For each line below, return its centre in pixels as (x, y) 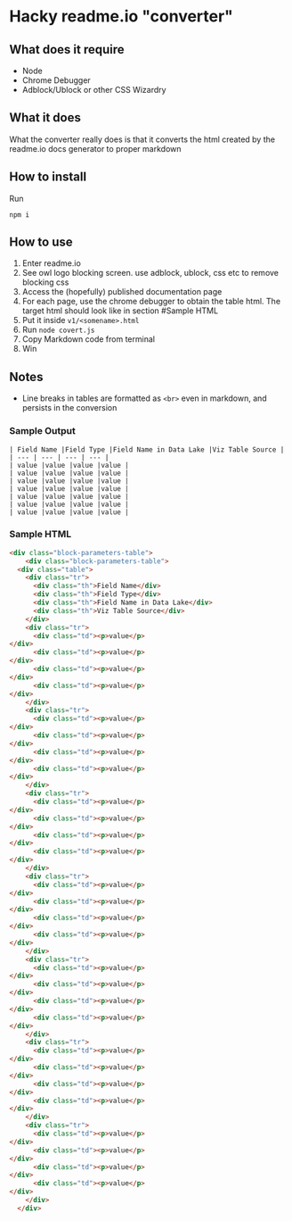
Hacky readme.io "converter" (122, 17)
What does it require (67, 50)
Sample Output (42, 431)
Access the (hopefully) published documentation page (122, 292)
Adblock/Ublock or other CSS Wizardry (94, 90)
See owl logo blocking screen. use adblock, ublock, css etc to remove (150, 273)
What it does (45, 118)
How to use (41, 242)
